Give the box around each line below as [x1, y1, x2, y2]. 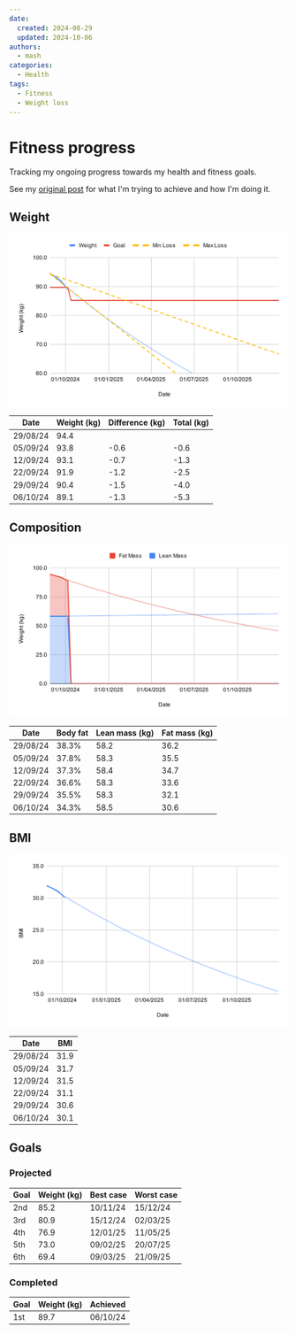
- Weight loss [17, 98, 69, 107]
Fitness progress [9, 137, 136, 158]
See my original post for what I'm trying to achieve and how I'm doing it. [9, 184, 271, 195]
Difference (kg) [108, 417, 166, 428]
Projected [9, 1167, 52, 1179]
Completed [9, 1276, 58, 1288]
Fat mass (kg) [162, 728, 214, 738]
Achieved [89, 1299, 126, 1309]
